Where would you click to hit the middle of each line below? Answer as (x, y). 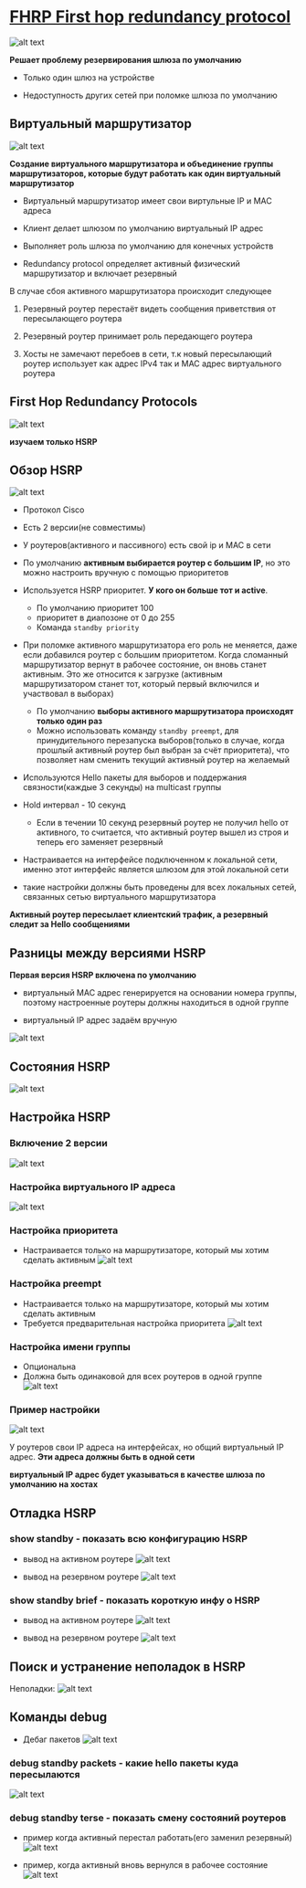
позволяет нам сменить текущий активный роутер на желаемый (163, 760)
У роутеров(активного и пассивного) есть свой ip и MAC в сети (147, 545)
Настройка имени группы (70, 1346)
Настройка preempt (56, 1283)
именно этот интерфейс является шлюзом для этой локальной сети (156, 870)
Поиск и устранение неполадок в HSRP (128, 1667)
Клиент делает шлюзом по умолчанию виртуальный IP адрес (143, 228)
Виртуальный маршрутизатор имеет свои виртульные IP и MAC (147, 200)
